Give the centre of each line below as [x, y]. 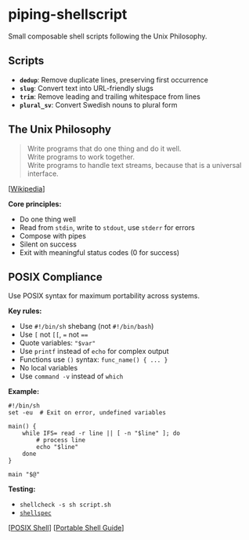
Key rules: [25, 311]
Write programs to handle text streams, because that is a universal [134, 165]
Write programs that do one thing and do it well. [104, 148]
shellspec [36, 513]
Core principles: [35, 204]
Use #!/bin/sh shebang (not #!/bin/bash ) [87, 327]
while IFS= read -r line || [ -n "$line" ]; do [101, 433]
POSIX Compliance [56, 277]
